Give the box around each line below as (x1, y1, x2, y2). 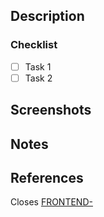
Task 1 (24, 60, 52, 73)
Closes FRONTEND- (10, 196, 93, 208)
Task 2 (24, 72, 53, 84)
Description (10, 8, 85, 25)
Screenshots (10, 102, 92, 119)
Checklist (10, 38, 58, 52)
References (10, 169, 84, 186)
